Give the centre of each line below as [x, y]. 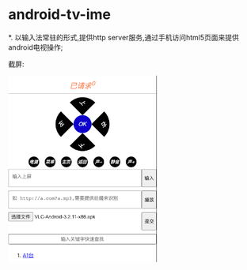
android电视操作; [36, 47]
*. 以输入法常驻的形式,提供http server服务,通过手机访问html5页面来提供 [123, 37]
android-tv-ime [60, 15]
